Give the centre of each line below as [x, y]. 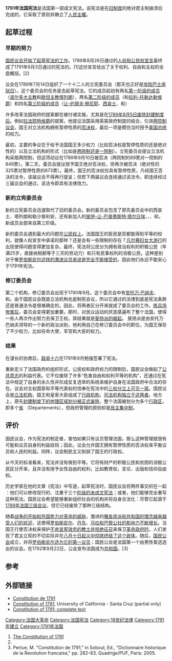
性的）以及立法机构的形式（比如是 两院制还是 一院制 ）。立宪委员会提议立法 [83, 151]
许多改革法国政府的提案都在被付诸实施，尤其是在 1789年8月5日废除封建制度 [85, 114]
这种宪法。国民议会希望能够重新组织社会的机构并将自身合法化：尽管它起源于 [86, 499]
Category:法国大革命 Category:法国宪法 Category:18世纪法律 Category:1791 [85, 620]
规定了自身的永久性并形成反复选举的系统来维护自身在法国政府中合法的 [88, 382]
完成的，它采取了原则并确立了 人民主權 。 [48, 14]
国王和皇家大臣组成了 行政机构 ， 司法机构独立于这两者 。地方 [99, 395]
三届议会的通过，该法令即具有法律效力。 [48, 183]
